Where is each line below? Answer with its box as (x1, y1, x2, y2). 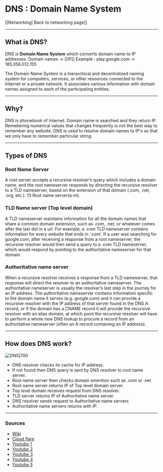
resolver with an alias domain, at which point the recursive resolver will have (5, 311, 158, 316)
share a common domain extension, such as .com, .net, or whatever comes (5, 220, 155, 226)
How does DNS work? (5, 340, 72, 348)
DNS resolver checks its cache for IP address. (12, 362, 104, 368)
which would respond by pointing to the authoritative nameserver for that (5, 246, 151, 252)
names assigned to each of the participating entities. (5, 86, 110, 92)
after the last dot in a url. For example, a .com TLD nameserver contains (5, 226, 148, 232)
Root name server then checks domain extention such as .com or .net (12, 377, 151, 383)
